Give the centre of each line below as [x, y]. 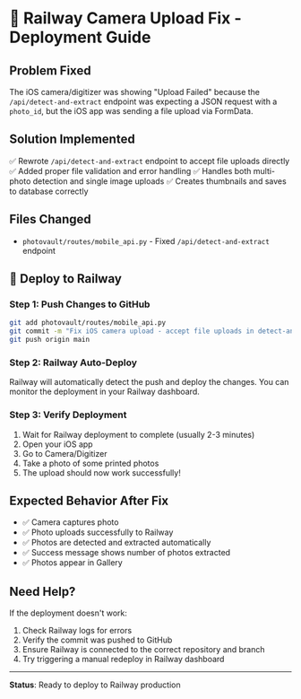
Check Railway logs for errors [77, 631]
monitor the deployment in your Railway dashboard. [104, 392]
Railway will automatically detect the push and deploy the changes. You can [149, 382]
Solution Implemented [73, 140]
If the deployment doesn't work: [69, 613]
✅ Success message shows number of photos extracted [126, 553]
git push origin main [50, 340]
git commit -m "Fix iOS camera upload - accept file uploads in [132, 331]
